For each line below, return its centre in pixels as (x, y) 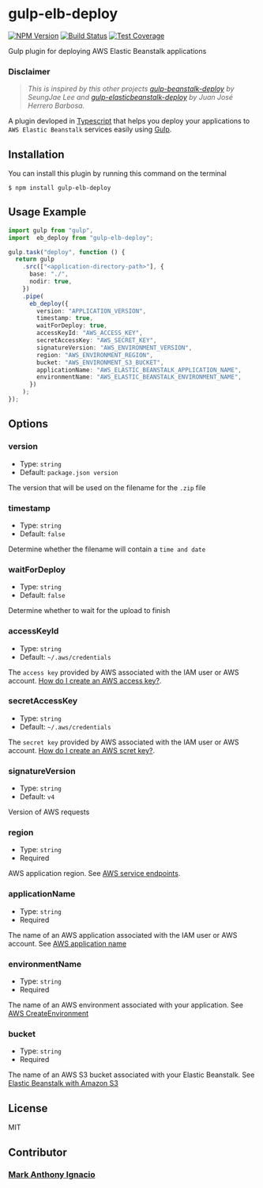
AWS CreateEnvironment (49, 1014)
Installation (36, 154)
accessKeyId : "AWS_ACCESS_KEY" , (90, 333)
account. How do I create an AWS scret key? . (82, 750)
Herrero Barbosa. (56, 106)
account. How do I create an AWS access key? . (85, 680)
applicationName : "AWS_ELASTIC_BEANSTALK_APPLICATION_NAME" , (139, 370)
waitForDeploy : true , (72, 326)
